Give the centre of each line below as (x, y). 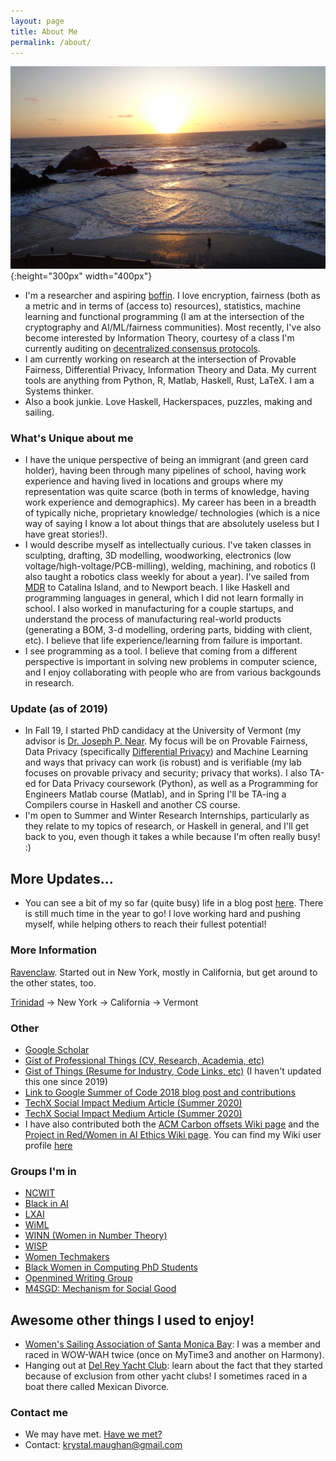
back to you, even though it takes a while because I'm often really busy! (172, 837)
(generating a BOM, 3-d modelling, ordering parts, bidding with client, (168, 630)
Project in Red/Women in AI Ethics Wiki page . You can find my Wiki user (173, 1134)
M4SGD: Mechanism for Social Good (100, 1289)
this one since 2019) (66, 1081)
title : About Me (44, 31)
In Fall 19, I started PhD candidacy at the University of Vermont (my (163, 731)
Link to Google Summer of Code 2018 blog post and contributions (160, 1092)
